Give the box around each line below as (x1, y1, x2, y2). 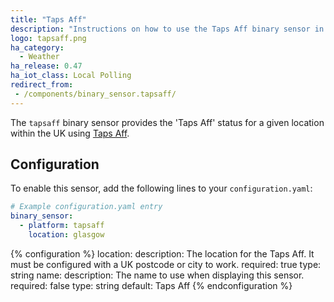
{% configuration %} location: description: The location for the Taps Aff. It (10, 247, 315, 260)
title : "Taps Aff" (10, 14, 87, 25)
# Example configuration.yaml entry (10, 202, 163, 212)
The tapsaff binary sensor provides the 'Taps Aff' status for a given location (10, 116, 325, 128)
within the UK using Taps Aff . (10, 127, 130, 139)
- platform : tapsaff (19, 221, 105, 231)
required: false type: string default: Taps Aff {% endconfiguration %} (10, 279, 293, 291)
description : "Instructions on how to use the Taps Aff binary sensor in (10, 24, 325, 34)
